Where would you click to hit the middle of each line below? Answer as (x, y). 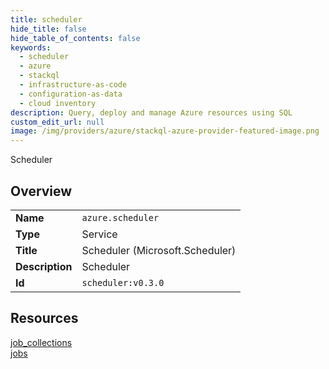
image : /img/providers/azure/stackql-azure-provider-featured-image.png (165, 131)
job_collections (41, 342)
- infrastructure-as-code (73, 85)
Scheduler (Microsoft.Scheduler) (159, 250)
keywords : (31, 47)
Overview (41, 191)
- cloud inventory (58, 103)
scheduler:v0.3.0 (123, 282)
